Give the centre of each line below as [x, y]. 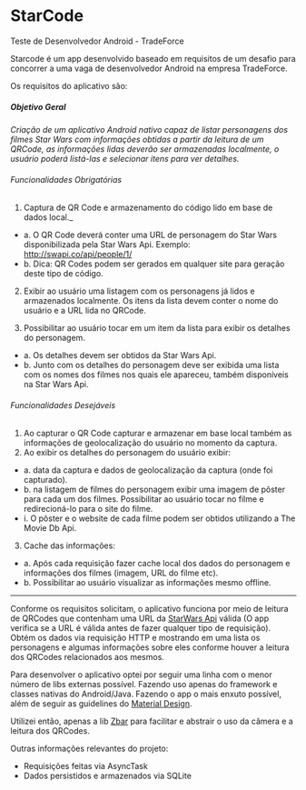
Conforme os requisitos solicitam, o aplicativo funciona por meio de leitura [149, 609]
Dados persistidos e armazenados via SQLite [107, 776]
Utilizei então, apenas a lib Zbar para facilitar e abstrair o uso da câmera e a [152, 721]
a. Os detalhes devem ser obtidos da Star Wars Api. [120, 355]
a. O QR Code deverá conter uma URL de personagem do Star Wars [150, 235]
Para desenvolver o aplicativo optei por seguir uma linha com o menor [141, 675]
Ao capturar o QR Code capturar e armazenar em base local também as [158, 434]
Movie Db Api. [50, 528]
